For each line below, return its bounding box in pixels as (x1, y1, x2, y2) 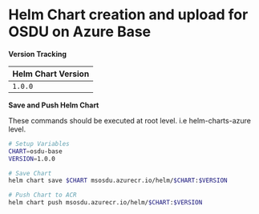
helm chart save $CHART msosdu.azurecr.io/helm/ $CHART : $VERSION (8, 176, 228, 185)
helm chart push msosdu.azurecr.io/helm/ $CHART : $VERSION (8, 199, 203, 207)
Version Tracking (8, 49, 67, 59)
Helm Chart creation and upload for (8, 6, 249, 24)
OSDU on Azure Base (8, 22, 152, 41)
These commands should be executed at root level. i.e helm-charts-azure (8, 115, 251, 125)
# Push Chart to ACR (8, 191, 78, 200)
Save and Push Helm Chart (8, 100, 99, 110)
